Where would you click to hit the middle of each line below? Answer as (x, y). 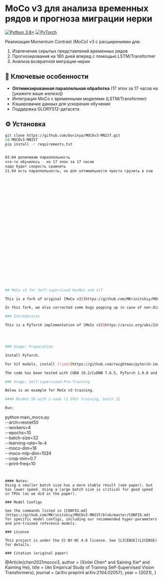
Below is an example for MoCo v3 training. (50, 390)
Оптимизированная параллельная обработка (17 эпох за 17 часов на (85, 88)
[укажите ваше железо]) (37, 93)
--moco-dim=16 (21, 448)
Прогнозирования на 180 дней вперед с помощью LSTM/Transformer (84, 56)
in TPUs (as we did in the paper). (41, 494)
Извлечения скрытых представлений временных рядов (70, 51)
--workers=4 (18, 428)
